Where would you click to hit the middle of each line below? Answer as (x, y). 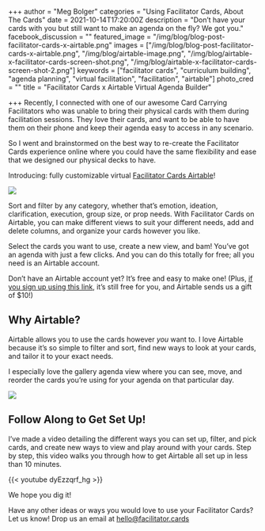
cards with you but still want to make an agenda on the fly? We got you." (126, 28)
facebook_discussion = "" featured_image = (80, 36)
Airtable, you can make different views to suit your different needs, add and (131, 222)
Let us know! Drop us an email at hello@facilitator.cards (99, 518)
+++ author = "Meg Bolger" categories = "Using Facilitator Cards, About (126, 11)
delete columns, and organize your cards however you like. (104, 231)
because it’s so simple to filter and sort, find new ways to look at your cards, (132, 347)
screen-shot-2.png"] (42, 70)
